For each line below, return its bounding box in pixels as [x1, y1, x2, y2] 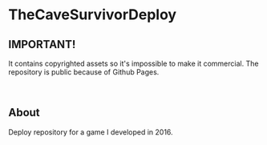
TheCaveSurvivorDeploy [8, 6, 177, 24]
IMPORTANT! [8, 38, 76, 51]
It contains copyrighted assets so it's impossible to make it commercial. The [8, 58, 259, 68]
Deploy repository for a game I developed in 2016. [8, 127, 174, 137]
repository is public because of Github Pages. [8, 67, 160, 77]
